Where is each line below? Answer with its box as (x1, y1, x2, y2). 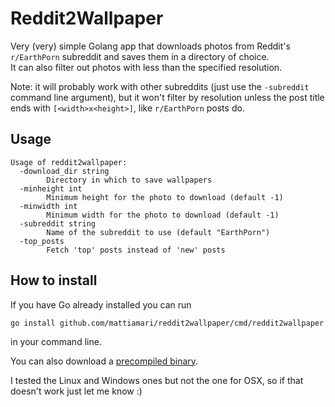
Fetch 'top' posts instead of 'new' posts (46, 245, 226, 255)
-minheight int (19, 183, 83, 194)
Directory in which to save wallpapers (46, 175, 213, 185)
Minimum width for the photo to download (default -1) (46, 210, 280, 220)
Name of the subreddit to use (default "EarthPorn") (46, 227, 271, 237)
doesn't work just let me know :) (10, 385, 143, 397)
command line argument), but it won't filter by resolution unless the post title (10, 91, 325, 103)
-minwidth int (19, 201, 78, 211)
